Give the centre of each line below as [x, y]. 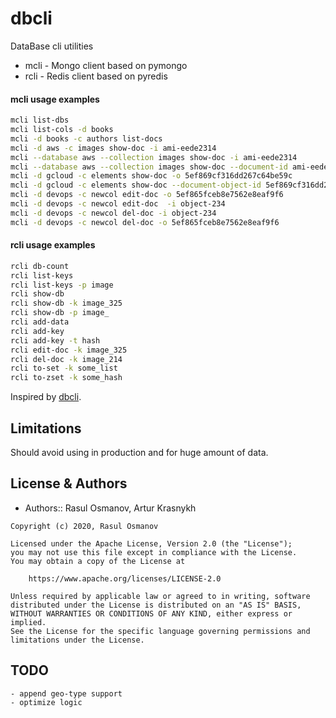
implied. [28, 622]
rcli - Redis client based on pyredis [96, 76]
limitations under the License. [77, 640]
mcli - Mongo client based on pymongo [106, 65]
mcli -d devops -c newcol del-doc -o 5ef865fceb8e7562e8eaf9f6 [145, 222]
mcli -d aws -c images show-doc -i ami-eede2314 [113, 148]
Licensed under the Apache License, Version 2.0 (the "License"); [151, 543]
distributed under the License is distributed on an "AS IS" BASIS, [156, 605]
